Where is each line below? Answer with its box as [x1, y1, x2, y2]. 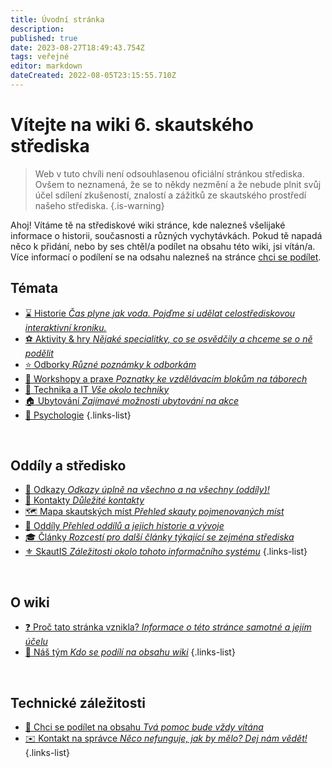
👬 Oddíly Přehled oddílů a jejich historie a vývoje [24, 520, 225, 532]
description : [10, 24, 65, 34]
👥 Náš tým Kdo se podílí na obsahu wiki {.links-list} [24, 646, 236, 658]
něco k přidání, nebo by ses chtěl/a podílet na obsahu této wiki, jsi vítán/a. [10, 240, 316, 252]
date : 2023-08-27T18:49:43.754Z [10, 42, 145, 53]
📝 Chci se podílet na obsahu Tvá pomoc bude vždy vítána [24, 721, 264, 733]
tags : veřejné [10, 52, 70, 62]
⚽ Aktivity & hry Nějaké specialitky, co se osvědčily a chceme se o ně [24, 332, 313, 345]
